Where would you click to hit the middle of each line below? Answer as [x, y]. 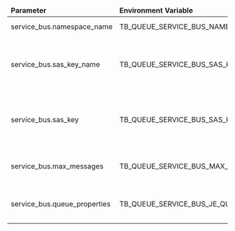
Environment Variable [156, 10]
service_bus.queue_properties [60, 204]
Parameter [29, 10]
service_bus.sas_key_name [55, 64]
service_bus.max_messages [57, 166]
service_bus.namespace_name [62, 27]
